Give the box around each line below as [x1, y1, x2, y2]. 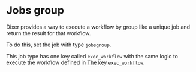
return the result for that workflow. [6, 29, 91, 36]
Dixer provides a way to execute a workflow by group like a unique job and [6, 23, 191, 30]
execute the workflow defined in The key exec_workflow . [6, 59, 145, 66]
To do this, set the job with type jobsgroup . [6, 41, 111, 48]
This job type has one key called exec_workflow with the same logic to [6, 52, 179, 60]
